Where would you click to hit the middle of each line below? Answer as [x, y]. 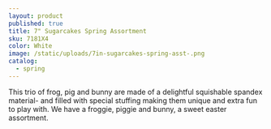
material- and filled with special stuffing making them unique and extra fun [133, 100]
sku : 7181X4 [28, 39]
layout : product [36, 16]
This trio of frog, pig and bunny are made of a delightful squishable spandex [135, 92]
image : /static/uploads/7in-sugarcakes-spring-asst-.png [107, 54]
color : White [30, 46]
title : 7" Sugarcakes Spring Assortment [78, 31]
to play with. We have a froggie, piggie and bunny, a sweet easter [118, 109]
